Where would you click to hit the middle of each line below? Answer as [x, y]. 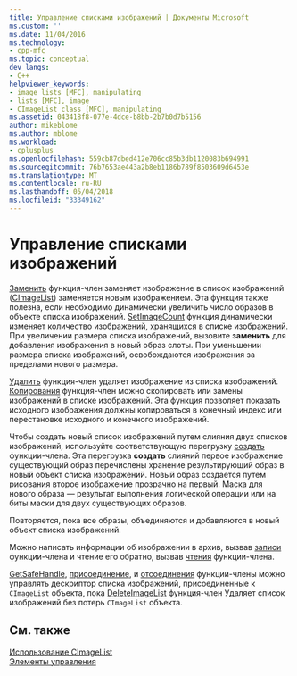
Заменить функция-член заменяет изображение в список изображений [147, 288]
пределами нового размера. [64, 363]
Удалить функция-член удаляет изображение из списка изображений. [144, 381]
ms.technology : [37, 42]
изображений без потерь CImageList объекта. [96, 602]
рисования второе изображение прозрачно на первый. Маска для [136, 484]
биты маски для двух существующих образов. [98, 503]
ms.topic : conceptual [49, 59]
